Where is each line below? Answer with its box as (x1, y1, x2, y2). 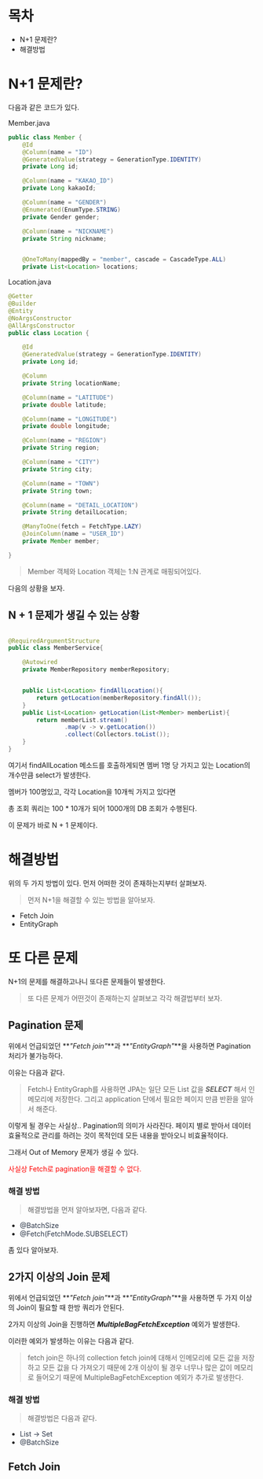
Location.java (8, 277, 52, 287)
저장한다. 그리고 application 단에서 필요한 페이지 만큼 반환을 (54, 1094, 239, 1104)
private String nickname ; (22, 234, 108, 242)
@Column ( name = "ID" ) (22, 148, 93, 156)
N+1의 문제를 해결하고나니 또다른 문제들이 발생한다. (8, 976, 166, 986)
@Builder (8, 300, 37, 308)
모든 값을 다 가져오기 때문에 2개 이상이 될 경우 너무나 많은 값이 (42, 1363, 233, 1372)
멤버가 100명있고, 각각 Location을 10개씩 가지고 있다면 (8, 787, 177, 796)
